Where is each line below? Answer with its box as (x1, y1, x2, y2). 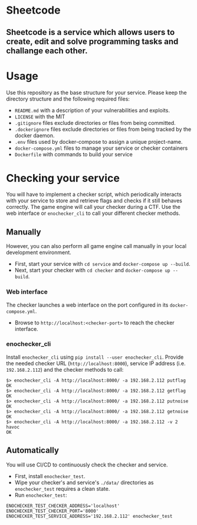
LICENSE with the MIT (14, 113, 65, 120)
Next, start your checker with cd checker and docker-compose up (14, 267, 170, 274)
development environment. (6, 249, 72, 256)
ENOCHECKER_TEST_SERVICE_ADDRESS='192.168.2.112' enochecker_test (6, 513, 173, 519)
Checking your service (6, 171, 120, 185)
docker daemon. (14, 131, 55, 139)
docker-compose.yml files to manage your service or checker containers (14, 144, 188, 152)
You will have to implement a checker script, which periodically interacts (6, 191, 182, 198)
